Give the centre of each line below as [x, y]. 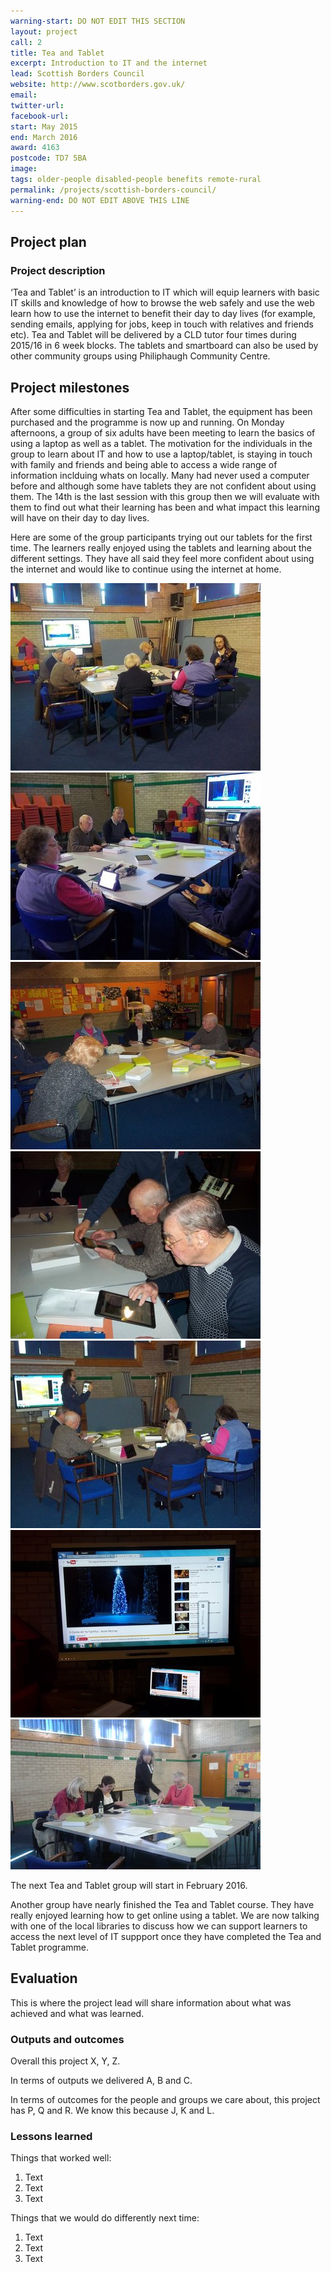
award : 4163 [35, 148]
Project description [58, 270]
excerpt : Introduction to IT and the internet [109, 63]
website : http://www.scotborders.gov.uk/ [98, 85]
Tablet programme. [49, 1947]
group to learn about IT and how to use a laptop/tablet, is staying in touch [161, 454]
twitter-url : [37, 105]
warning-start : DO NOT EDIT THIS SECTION [98, 21]
